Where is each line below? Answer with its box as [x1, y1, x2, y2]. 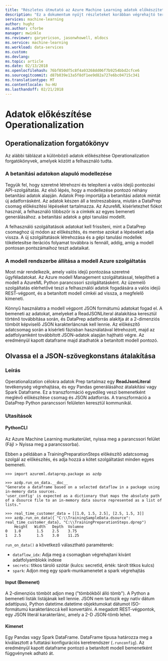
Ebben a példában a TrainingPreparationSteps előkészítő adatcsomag [5, 451, 149, 457]
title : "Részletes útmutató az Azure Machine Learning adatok [5, 7, 137, 13]
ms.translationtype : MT [5, 77, 55, 82]
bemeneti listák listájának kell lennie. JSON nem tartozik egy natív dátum [5, 596, 155, 602]
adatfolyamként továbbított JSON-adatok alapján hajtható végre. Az [5, 332, 144, 338]
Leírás [5, 367, 21, 374]
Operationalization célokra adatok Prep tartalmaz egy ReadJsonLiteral [5, 378, 151, 385]
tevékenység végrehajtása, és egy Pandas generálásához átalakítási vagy [5, 384, 157, 390]
